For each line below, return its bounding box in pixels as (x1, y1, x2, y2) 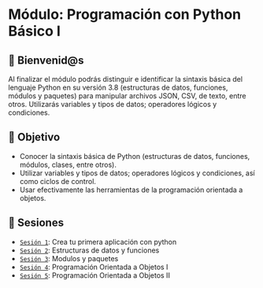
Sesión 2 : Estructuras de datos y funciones (19, 246, 160, 255)
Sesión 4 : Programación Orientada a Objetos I (19, 262, 169, 271)
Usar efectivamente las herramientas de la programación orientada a (19, 185, 243, 194)
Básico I (8, 22, 61, 40)
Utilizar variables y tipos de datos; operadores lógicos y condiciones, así (19, 168, 255, 178)
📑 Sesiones (8, 216, 65, 230)
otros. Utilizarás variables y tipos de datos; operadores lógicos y (8, 100, 217, 109)
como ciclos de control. (19, 176, 97, 186)
